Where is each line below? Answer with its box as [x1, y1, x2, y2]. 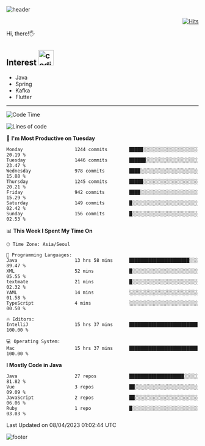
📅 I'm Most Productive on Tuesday [6, 135, 96, 142]
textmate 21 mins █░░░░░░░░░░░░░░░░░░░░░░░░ [6, 278, 198, 284]
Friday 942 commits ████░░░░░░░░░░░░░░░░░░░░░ [6, 189, 198, 195]
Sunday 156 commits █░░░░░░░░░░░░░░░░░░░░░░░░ [6, 210, 198, 217]
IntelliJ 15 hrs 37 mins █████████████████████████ [6, 321, 198, 327]
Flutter [15, 93, 32, 100]
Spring [15, 80, 32, 87]
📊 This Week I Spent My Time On [6, 227, 93, 234]
